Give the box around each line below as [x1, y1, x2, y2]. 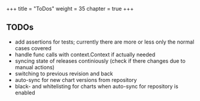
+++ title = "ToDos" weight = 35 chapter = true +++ [6, 5, 134, 12]
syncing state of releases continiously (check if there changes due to [14, 57, 186, 65]
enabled [14, 89, 35, 96]
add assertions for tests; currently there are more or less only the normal [14, 38, 195, 45]
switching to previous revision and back [14, 70, 113, 77]
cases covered [14, 44, 52, 51]
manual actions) [14, 63, 55, 71]
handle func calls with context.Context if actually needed [14, 51, 156, 58]
